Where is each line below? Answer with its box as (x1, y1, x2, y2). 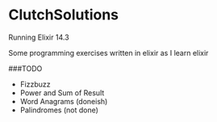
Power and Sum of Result (19, 87, 105, 98)
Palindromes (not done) (19, 105, 99, 115)
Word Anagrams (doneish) (19, 96, 108, 106)
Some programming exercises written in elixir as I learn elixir (8, 48, 209, 57)
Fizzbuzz (19, 79, 51, 89)
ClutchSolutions (8, 6, 119, 24)
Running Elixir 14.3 (8, 32, 70, 42)
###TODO (8, 63, 43, 74)
